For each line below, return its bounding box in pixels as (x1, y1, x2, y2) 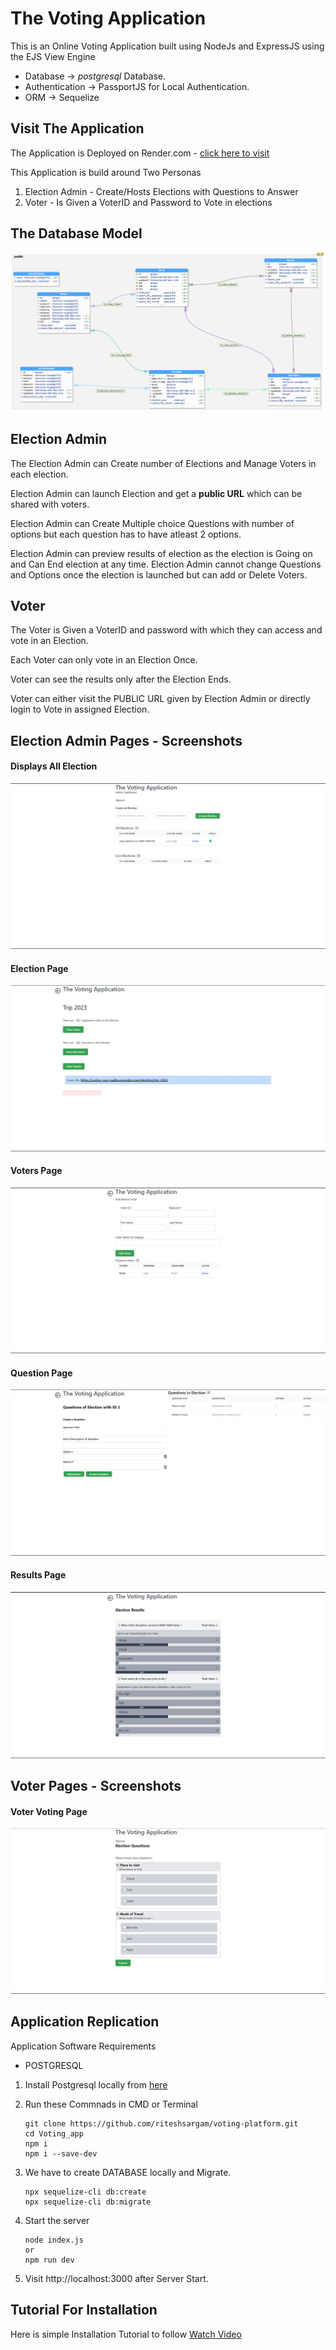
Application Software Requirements (10, 2040, 157, 2052)
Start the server (24, 2214, 90, 2226)
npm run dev (24, 2255, 75, 2265)
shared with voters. (10, 498, 90, 510)
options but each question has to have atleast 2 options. (10, 528, 242, 540)
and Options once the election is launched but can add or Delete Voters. (10, 568, 308, 581)
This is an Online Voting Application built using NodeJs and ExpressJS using (10, 40, 325, 52)
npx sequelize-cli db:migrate (24, 2197, 152, 2207)
